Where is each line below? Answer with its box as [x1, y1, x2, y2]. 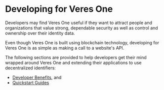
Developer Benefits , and [12, 74, 62, 80]
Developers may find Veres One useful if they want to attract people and [5, 20, 152, 26]
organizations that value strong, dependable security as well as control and [5, 25, 158, 30]
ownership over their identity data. [5, 30, 75, 36]
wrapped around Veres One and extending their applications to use [5, 60, 142, 65]
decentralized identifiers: [5, 65, 56, 71]
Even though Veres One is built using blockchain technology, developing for [5, 39, 160, 45]
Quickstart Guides [12, 80, 49, 86]
